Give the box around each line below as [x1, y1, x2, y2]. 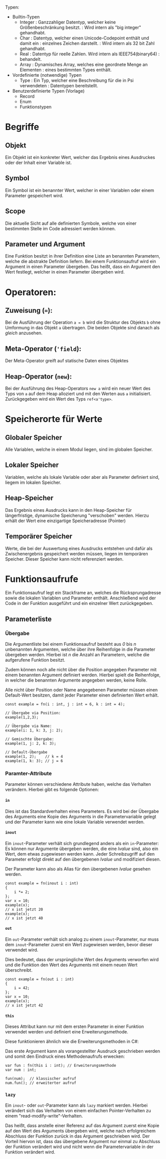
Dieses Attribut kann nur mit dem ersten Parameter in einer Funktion [5, 1023, 144, 1029]
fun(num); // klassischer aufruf [5, 1076, 77, 1081]
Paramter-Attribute [5, 770, 52, 777]
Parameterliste [5, 615, 52, 623]
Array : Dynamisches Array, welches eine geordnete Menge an [19, 62, 148, 67]
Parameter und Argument [5, 240, 86, 249]
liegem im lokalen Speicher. [5, 479, 61, 485]
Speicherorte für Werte [5, 414, 103, 425]
